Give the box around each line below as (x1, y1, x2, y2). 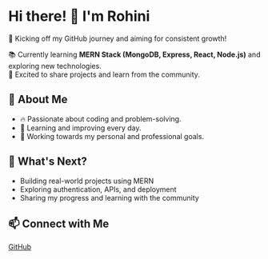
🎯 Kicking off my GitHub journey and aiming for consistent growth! (8, 34, 227, 43)
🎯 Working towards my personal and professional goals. (19, 131, 205, 141)
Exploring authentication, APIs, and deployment (19, 184, 178, 194)
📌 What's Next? (8, 155, 88, 169)
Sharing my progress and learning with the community (19, 193, 200, 202)
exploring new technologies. (8, 61, 102, 70)
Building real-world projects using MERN (19, 176, 154, 185)
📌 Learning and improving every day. (19, 123, 142, 133)
